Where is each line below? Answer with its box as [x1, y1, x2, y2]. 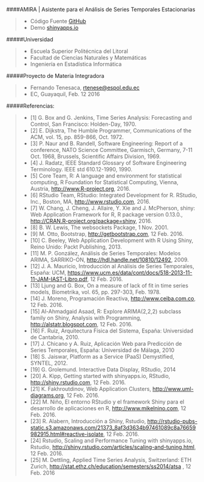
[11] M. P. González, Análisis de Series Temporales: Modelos [30, 250, 181, 256]
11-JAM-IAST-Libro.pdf [30, 275, 87, 283]
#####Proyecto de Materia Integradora [6, 72, 104, 79]
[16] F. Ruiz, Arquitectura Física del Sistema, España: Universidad [30, 327, 194, 334]
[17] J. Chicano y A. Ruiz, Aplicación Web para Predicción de [30, 340, 182, 347]
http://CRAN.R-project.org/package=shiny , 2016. [30, 218, 152, 224]
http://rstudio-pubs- [147, 418, 198, 425]
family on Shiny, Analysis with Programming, [30, 314, 141, 322]
